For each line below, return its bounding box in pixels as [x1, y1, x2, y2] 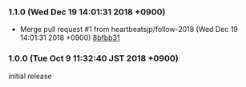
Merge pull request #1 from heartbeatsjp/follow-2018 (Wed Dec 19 [19, 25, 239, 34]
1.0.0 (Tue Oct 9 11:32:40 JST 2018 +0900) [8, 53, 179, 64]
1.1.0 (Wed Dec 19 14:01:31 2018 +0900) [8, 6, 166, 18]
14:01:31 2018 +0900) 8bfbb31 [19, 33, 120, 42]
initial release [8, 71, 52, 81]
